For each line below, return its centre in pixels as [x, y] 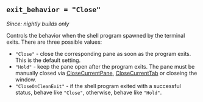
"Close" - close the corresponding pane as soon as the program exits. [103, 53]
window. [26, 80]
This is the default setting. [48, 60]
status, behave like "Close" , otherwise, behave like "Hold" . [88, 92]
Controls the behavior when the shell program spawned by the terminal [96, 35]
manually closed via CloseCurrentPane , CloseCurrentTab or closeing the [106, 73]
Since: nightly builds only [38, 24]
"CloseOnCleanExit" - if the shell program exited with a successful [98, 86]
